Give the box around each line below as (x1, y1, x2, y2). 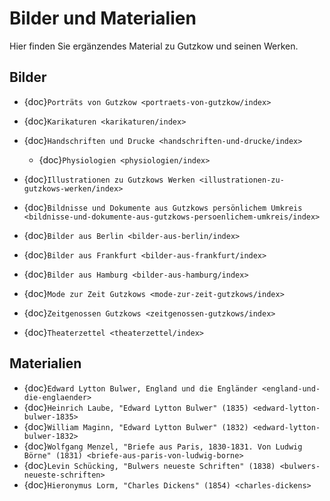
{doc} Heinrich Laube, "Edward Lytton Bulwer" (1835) (23, 401, 249, 413)
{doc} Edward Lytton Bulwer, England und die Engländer (23, 382, 258, 394)
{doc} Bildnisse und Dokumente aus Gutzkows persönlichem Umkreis (23, 201, 303, 213)
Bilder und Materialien (9, 7, 197, 30)
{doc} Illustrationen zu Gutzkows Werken (23, 173, 196, 185)
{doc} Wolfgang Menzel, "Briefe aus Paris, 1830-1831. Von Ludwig (23, 440, 303, 452)
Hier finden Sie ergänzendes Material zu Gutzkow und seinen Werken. (9, 40, 299, 52)
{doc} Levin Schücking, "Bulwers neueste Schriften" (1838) (23, 459, 276, 471)
